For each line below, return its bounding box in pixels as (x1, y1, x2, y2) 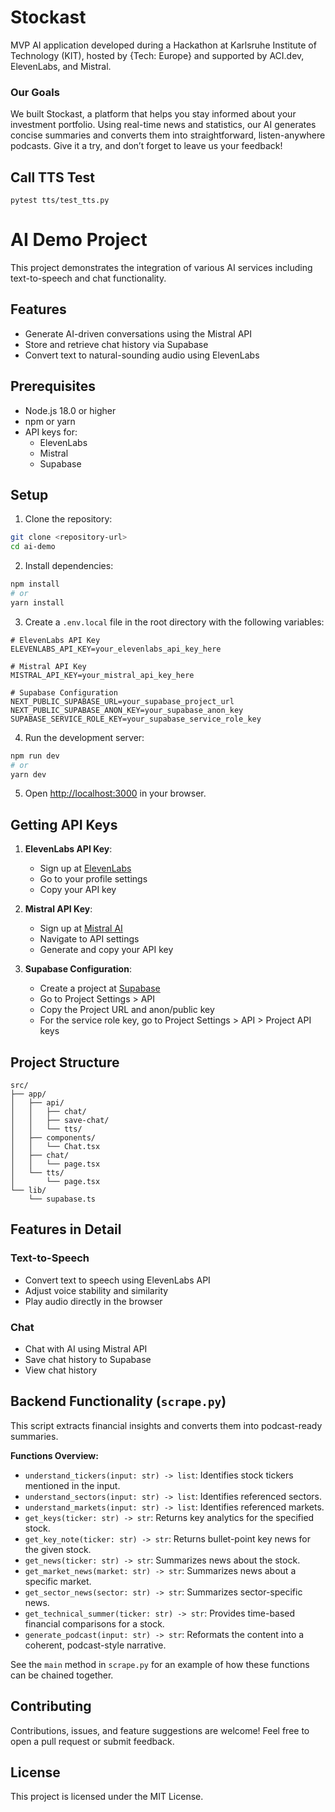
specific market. (24, 1575, 92, 1587)
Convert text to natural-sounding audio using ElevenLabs (24, 349, 260, 361)
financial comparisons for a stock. (24, 1617, 165, 1630)
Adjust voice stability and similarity (24, 1284, 169, 1296)
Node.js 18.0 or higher (24, 404, 117, 416)
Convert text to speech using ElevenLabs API (24, 1274, 211, 1286)
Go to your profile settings (39, 873, 148, 885)
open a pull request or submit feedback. (10, 1735, 175, 1747)
